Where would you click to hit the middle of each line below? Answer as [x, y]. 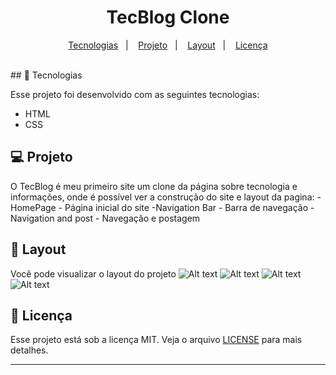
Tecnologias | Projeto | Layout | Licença [168, 45]
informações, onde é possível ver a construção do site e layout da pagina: [162, 197]
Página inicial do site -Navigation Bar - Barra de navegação [186, 207]
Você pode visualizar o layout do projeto [93, 273]
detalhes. [29, 350]
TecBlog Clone [168, 17]
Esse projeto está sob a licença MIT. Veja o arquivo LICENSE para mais [156, 340]
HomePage [33, 207]
